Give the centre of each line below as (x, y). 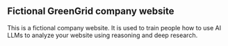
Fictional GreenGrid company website (91, 11)
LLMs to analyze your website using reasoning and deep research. (103, 35)
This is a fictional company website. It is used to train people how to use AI (114, 27)
